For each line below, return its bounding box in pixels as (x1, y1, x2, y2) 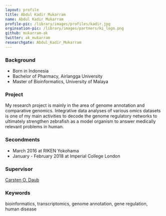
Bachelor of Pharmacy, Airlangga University (12, 73, 103, 79)
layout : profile (5, 7, 39, 13)
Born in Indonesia (12, 68, 49, 74)
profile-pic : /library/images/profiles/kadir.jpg (5, 21, 111, 27)
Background (5, 56, 36, 63)
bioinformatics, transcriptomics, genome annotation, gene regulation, (5, 201, 148, 207)
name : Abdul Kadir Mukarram (5, 17, 64, 22)
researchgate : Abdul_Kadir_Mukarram (5, 40, 81, 45)
